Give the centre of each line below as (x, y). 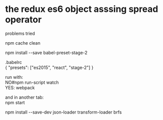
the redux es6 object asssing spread (82, 9)
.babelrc (14, 62)
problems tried (20, 33)
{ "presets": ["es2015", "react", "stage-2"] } (49, 67)
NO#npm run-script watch (32, 82)
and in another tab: (25, 97)
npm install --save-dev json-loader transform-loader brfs (64, 112)
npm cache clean (23, 43)
